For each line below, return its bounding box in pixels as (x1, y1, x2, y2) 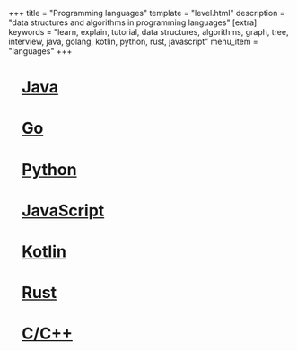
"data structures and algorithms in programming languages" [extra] (8, 17, 258, 28)
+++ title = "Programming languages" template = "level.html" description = (8, 8, 285, 18)
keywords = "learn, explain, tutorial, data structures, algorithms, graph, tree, (8, 27, 289, 37)
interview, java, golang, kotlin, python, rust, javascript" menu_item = (8, 36, 259, 47)
